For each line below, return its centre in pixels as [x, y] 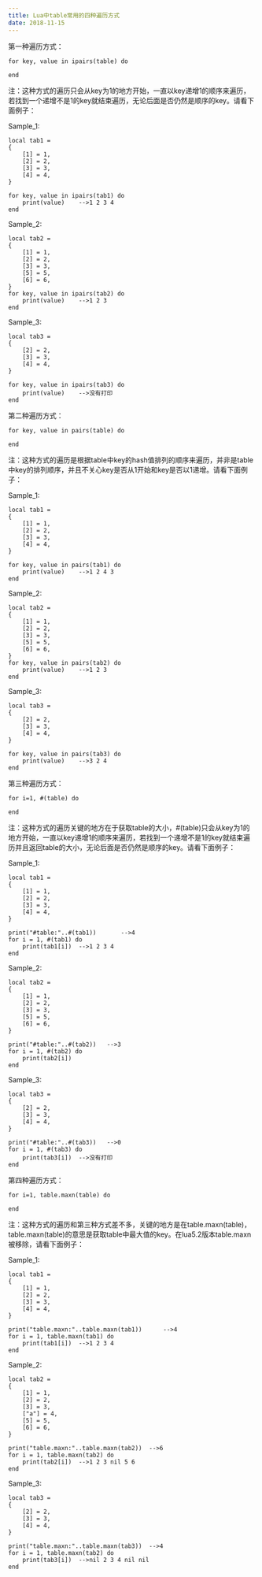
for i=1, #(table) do [44, 798]
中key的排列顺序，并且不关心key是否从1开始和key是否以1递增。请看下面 [125, 469]
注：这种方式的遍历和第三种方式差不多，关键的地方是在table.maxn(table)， [130, 1224]
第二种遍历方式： [36, 415]
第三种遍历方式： [36, 783]
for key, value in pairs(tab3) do [65, 754]
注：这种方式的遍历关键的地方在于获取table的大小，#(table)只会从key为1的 [129, 827]
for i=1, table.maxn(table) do [59, 1195]
